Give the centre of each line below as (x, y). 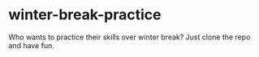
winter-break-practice (85, 15)
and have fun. (32, 45)
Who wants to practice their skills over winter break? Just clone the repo (129, 37)
